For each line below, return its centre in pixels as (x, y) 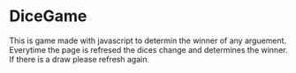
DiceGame (48, 16)
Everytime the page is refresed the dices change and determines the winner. (148, 49)
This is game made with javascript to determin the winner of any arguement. (148, 40)
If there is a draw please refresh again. (80, 59)
